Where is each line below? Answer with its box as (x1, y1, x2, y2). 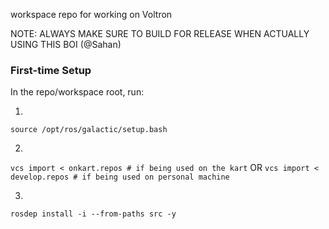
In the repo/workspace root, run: (10, 86, 145, 98)
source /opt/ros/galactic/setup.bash (10, 125, 168, 135)
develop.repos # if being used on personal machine (10, 172, 230, 183)
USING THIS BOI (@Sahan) (10, 39, 122, 50)
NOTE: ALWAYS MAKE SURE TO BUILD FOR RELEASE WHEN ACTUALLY (10, 28, 310, 39)
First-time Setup (10, 63, 92, 77)
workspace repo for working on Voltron (10, 9, 173, 20)
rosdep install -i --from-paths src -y (10, 209, 177, 219)
